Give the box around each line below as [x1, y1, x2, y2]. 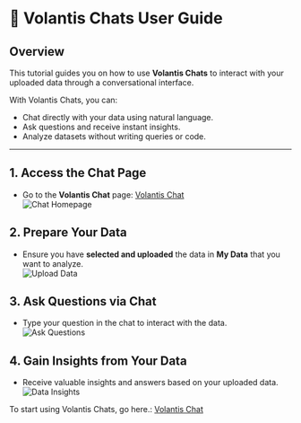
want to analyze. [21, 258, 83, 269]
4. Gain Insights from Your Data [9, 353, 187, 368]
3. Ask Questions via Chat [9, 294, 157, 309]
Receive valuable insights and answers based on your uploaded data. [21, 377, 279, 388]
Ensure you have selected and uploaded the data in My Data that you [21, 249, 280, 260]
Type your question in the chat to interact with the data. [21, 318, 228, 329]
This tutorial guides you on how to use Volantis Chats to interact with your [9, 67, 284, 78]
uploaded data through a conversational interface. [9, 77, 194, 88]
